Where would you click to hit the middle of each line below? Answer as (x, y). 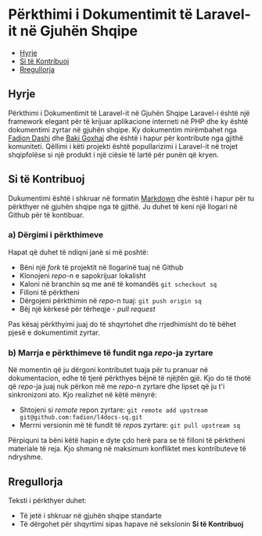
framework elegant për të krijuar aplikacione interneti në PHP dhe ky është (128, 121)
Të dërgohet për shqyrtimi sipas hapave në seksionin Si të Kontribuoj (131, 523)
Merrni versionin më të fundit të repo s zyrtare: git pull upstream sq (130, 426)
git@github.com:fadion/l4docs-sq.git (81, 418)
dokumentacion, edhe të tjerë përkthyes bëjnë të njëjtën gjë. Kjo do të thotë (130, 378)
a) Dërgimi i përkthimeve (56, 235)
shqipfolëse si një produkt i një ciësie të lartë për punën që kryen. (113, 154)
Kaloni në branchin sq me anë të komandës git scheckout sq (118, 284)
